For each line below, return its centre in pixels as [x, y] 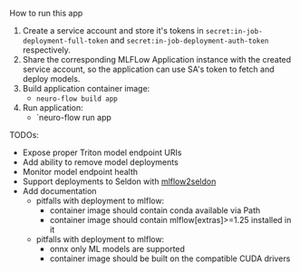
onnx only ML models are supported [117, 249]
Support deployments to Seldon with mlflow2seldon [119, 181]
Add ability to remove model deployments [100, 162]
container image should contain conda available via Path [155, 210]
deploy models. [51, 79]
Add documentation [59, 191]
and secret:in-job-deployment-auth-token [189, 40]
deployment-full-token [65, 41]
